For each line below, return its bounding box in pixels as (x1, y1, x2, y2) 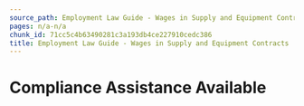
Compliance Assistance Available (9, 78, 267, 98)
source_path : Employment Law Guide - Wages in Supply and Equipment (9, 13, 273, 23)
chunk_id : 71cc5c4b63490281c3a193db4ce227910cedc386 (9, 30, 213, 39)
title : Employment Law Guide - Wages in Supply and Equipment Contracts (9, 38, 290, 48)
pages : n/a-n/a (9, 22, 67, 31)
